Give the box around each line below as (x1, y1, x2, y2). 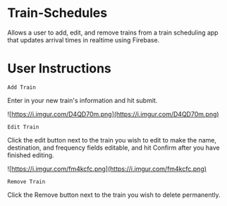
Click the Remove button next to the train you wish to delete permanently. (7, 190, 221, 199)
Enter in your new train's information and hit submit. (7, 96, 158, 104)
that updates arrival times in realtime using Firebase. (7, 35, 160, 44)
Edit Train (7, 123, 39, 131)
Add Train (7, 83, 37, 91)
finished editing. (7, 150, 54, 159)
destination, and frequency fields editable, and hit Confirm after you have (7, 143, 220, 152)
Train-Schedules (7, 5, 108, 21)
